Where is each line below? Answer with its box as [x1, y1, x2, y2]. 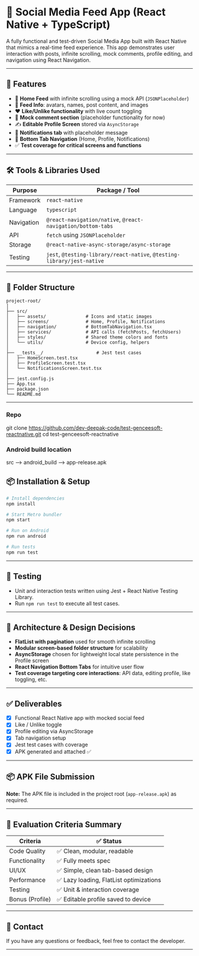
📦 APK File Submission [6, 772, 95, 782]
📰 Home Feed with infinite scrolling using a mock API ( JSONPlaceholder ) [14, 95, 190, 102]
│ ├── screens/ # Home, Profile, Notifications [6, 319, 166, 325]
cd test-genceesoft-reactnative [42, 430, 119, 437]
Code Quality [9, 847, 46, 855]
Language [9, 206, 37, 214]
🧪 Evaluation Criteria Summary [6, 819, 122, 829]
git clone [6, 424, 28, 431]
